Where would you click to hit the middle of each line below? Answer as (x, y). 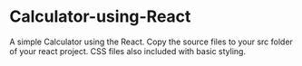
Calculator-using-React (100, 17)
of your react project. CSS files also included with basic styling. (128, 51)
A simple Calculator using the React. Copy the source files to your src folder (151, 42)
